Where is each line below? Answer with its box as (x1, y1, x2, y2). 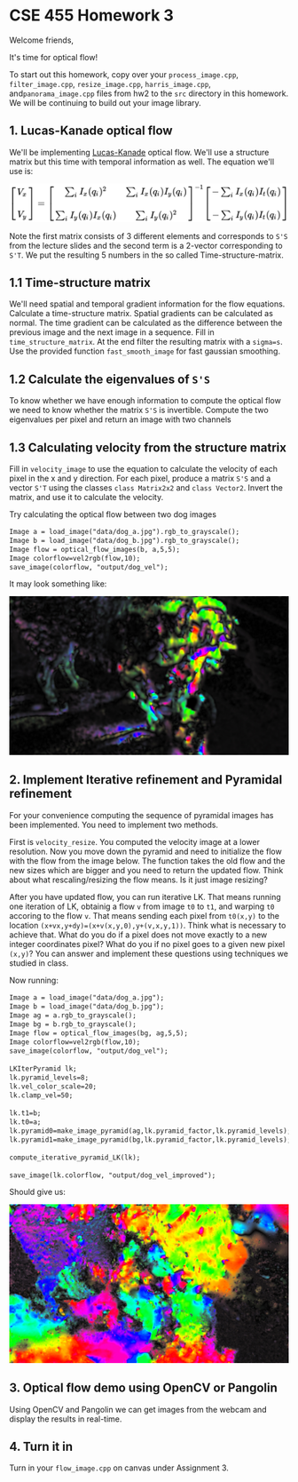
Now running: (9, 975, 59, 985)
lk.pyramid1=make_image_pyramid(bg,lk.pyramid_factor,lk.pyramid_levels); (9, 1135, 292, 1144)
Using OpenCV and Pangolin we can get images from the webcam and (9, 1404, 268, 1414)
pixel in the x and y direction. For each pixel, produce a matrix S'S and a (9, 473, 271, 484)
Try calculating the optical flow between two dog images (9, 509, 217, 520)
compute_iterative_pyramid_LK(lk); (9, 1152, 141, 1162)
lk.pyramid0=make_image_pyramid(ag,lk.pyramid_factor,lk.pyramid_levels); (9, 1126, 292, 1135)
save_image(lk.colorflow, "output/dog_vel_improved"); (9, 1170, 216, 1180)
